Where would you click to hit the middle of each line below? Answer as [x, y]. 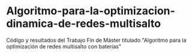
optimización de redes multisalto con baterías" [64, 46]
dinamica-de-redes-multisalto [84, 24]
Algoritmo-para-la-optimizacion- [91, 11]
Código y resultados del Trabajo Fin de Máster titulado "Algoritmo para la [96, 40]
